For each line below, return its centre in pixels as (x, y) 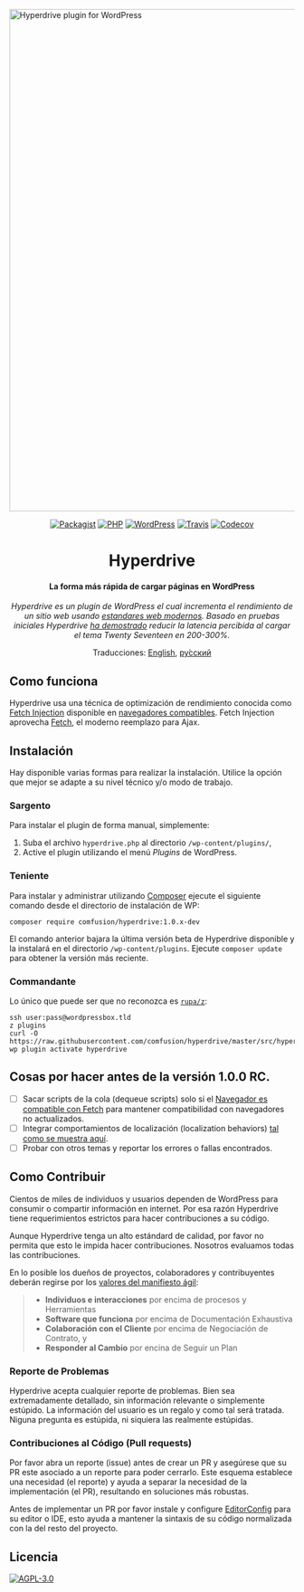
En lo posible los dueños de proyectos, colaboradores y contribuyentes (142, 1273)
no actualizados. (53, 1119)
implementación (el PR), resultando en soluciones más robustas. (129, 1492)
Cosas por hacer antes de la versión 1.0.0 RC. (140, 1077)
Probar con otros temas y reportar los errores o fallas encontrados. (147, 1148)
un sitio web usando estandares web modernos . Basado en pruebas (152, 616)
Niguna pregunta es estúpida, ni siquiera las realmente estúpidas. (131, 1420)
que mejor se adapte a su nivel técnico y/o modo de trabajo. (121, 782)
